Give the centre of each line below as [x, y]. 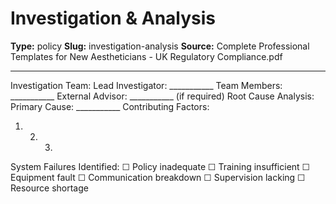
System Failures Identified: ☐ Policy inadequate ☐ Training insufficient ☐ [160, 166]
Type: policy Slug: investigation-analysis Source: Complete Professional [160, 46]
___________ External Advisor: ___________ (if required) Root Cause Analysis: [162, 96]
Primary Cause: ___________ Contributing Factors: [110, 106]
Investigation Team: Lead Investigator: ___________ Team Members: [146, 85]
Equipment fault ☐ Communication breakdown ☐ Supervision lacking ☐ [158, 177]
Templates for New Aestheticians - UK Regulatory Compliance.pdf [146, 56]
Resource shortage [49, 188]
